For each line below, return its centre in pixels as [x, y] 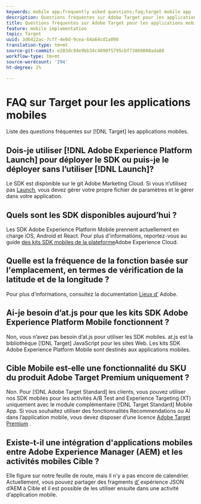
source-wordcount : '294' [37, 62]
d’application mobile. [32, 495]
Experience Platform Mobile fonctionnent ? [88, 322]
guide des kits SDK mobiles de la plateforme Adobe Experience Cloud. [92, 242]
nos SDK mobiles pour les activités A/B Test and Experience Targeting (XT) [99, 398]
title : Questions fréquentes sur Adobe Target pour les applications [95, 23]
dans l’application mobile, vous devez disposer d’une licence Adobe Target [98, 417]
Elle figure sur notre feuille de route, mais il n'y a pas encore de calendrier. [98, 476]
